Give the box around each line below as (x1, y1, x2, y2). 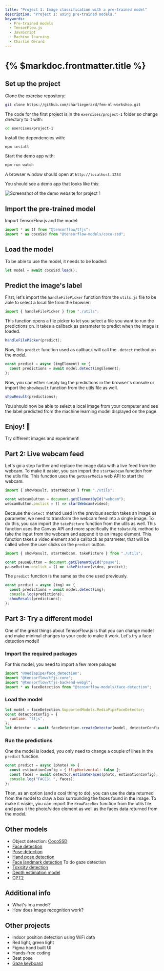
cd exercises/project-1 (5, 126, 54, 131)
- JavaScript (9, 30, 36, 35)
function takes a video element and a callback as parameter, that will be (5, 536, 149, 542)
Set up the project (5, 79, 61, 88)
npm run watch (5, 162, 34, 167)
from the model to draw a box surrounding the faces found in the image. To (5, 795, 156, 801)
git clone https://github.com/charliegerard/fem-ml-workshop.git (5, 102, 141, 107)
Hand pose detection (12, 854, 55, 860)
